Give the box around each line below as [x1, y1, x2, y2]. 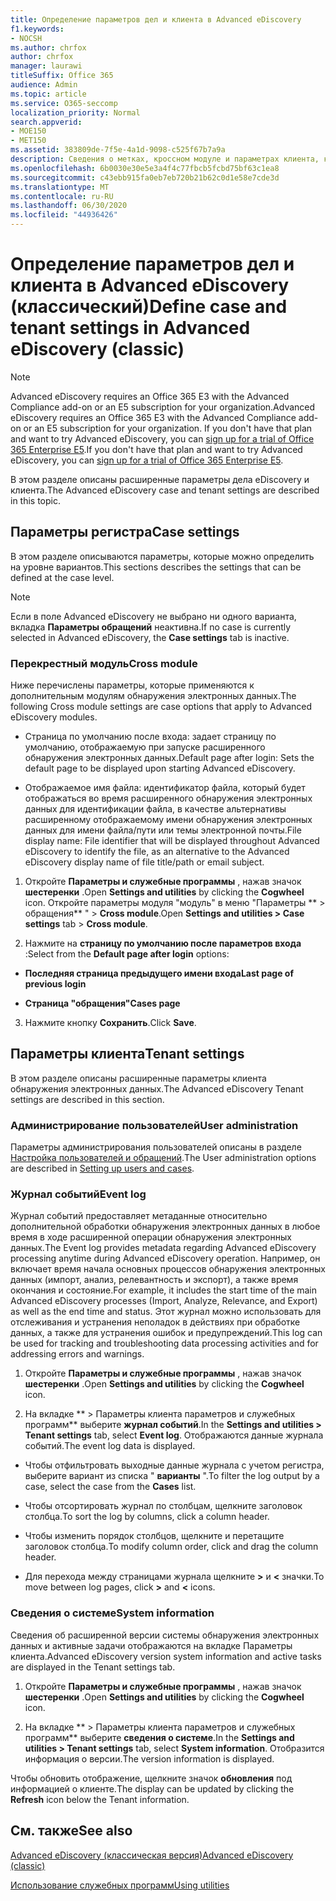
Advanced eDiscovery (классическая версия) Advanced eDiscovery [10, 1849, 294, 1861]
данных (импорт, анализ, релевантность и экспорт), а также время [10, 1274, 299, 1286]
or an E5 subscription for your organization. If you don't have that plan [23, 422, 313, 434]
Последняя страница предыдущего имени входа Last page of [24, 967, 294, 980]
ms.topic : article [10, 89, 87, 99]
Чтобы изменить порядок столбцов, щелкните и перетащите [24, 1530, 285, 1542]
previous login [24, 978, 87, 990]
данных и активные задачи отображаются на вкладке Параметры [10, 1639, 293, 1651]
